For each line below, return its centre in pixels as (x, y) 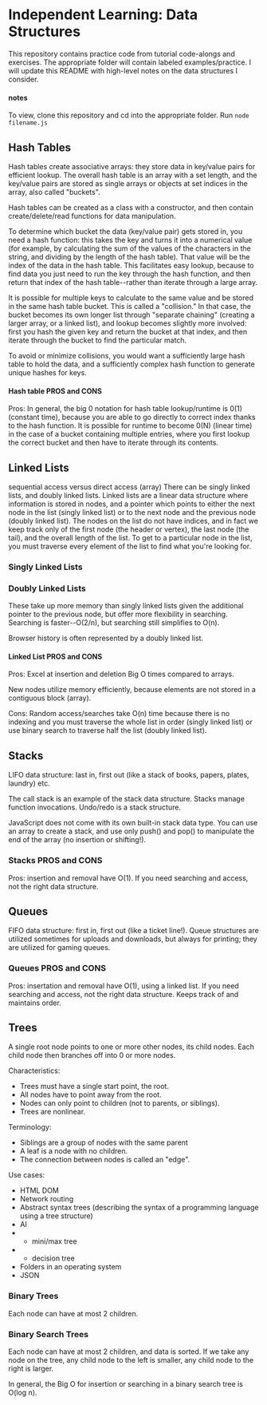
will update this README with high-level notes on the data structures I (123, 70)
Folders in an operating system (71, 1267)
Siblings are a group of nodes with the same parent (104, 1142)
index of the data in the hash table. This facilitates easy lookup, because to (131, 265)
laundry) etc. (29, 783)
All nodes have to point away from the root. (90, 1094)
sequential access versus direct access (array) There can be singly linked (130, 487)
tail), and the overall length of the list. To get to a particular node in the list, (130, 537)
